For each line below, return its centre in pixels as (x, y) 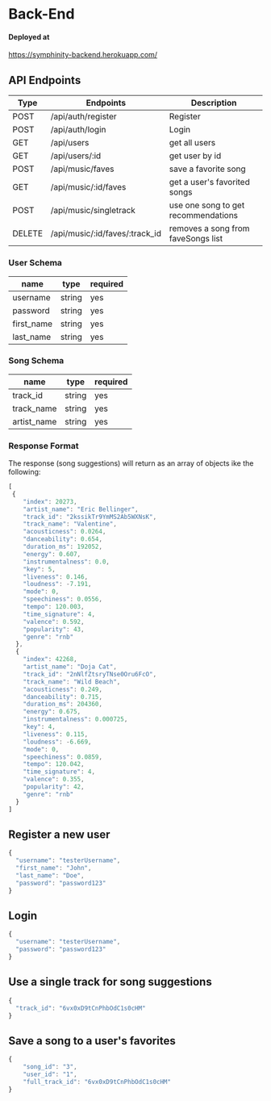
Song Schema (36, 361)
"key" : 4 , (40, 727)
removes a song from (209, 228)
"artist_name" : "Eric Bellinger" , (81, 509)
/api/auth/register (83, 116)
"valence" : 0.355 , (54, 780)
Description (214, 103)
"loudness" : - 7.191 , (57, 584)
